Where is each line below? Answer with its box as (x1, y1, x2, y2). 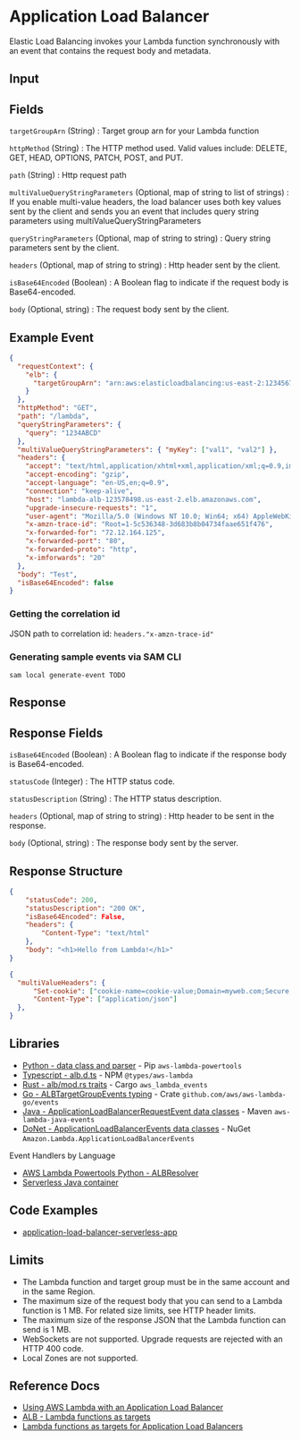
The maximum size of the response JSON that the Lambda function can (21, 1314, 287, 1325)
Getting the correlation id (9, 608, 121, 620)
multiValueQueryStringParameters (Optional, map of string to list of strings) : (9, 187, 289, 198)
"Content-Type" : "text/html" (41, 929, 150, 938)
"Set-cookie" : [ (32, 986, 94, 995)
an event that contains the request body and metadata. (9, 45, 212, 55)
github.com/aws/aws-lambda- (181, 1090, 287, 1099)
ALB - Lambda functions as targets (21, 1411, 151, 1422)
